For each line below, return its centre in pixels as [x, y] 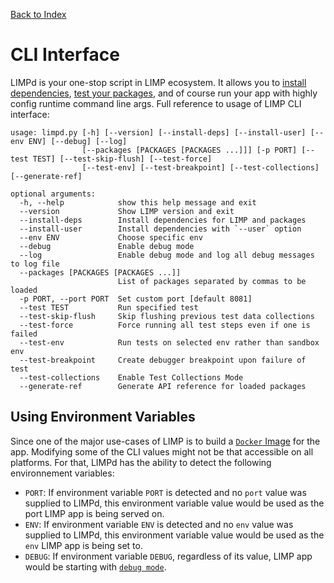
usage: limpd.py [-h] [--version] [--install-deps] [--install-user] [158, 132]
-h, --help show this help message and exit [138, 202]
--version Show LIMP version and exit [127, 211]
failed [24, 334]
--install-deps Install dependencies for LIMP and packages [163, 220]
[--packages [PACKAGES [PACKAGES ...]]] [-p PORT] [189, 150]
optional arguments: [53, 194]
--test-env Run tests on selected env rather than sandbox [169, 342]
